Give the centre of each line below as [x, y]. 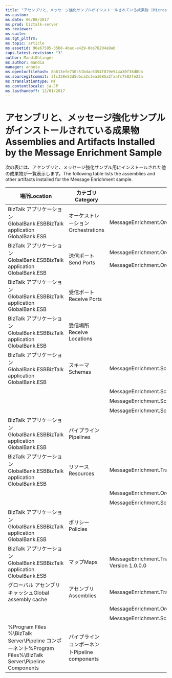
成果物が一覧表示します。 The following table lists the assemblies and [82, 174]
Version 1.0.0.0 [128, 566]
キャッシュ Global [29, 593]
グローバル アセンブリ [34, 585]
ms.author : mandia [25, 62]
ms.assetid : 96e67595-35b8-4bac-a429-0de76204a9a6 [60, 48]
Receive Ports [85, 299]
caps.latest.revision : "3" [34, 53]
